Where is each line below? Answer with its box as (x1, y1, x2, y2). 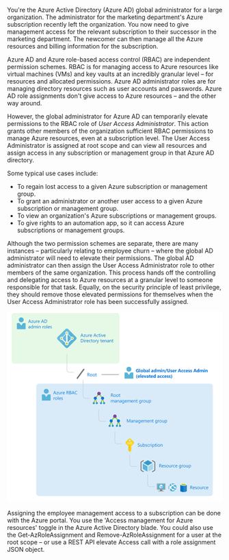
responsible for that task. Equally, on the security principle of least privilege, (7, 283, 221, 291)
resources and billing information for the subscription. (7, 42, 159, 50)
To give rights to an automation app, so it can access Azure (16, 219, 185, 227)
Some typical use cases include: (7, 169, 98, 177)
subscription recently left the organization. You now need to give (7, 21, 189, 28)
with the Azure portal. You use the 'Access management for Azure (7, 516, 193, 524)
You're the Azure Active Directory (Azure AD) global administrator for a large (7, 6, 223, 14)
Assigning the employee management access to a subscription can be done (7, 509, 221, 517)
